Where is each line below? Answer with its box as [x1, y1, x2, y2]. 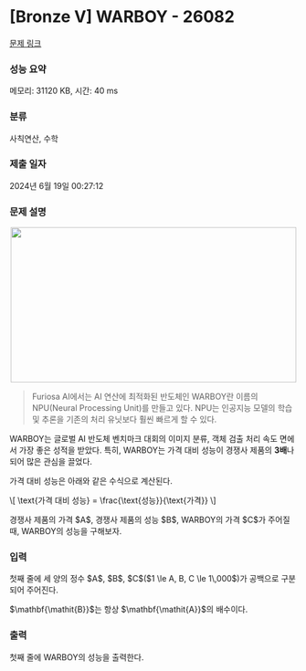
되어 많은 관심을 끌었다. [9, 456, 93, 467]
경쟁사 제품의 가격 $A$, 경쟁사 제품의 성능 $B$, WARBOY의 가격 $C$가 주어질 [9, 514, 290, 526]
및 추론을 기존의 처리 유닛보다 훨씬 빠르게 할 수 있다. [31, 414, 217, 425]
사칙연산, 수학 [9, 132, 59, 143]
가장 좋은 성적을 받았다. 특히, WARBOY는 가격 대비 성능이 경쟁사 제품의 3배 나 [18, 445, 295, 456]
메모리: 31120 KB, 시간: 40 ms [9, 85, 119, 97]
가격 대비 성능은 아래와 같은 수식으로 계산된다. [9, 476, 174, 487]
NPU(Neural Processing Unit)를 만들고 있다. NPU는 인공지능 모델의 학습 [31, 403, 293, 414]
